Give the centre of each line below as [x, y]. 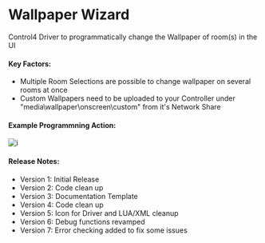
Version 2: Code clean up [61, 187]
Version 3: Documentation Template [79, 196]
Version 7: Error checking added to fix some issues [103, 230]
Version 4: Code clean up [61, 205]
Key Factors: [30, 64]
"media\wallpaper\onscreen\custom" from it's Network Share [120, 107]
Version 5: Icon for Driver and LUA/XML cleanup [99, 213]
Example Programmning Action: [62, 125]
